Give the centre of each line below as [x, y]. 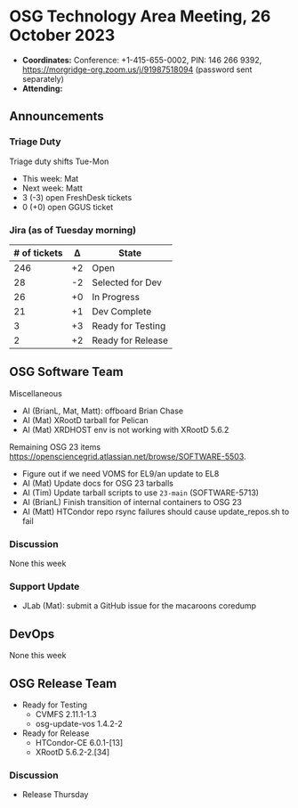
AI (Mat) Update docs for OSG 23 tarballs [97, 483]
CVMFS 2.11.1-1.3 [66, 714]
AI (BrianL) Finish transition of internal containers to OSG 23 [132, 502]
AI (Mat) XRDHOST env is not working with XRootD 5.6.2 [125, 429]
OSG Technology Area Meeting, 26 [140, 16]
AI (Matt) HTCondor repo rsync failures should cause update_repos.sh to [156, 511]
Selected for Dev [127, 282]
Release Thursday [55, 795]
